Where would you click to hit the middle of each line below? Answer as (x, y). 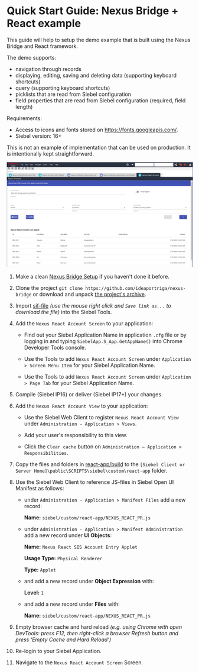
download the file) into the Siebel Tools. (63, 312)
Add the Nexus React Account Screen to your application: (84, 324)
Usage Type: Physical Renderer (63, 558)
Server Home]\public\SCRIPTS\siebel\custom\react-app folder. (91, 471)
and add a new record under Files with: (72, 604)
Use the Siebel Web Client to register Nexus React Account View (101, 418)
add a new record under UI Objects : (68, 535)
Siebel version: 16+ (38, 136)
